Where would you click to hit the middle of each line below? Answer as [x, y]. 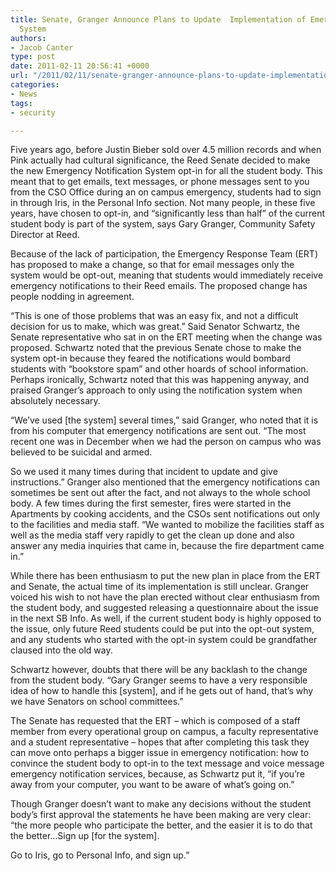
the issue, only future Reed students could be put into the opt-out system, [162, 629]
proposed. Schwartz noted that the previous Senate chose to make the [156, 348]
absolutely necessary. [55, 401]
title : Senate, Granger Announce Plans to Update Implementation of [158, 19]
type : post [33, 57]
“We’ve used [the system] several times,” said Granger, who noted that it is [164, 420]
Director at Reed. [45, 235]
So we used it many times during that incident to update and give [144, 472]
